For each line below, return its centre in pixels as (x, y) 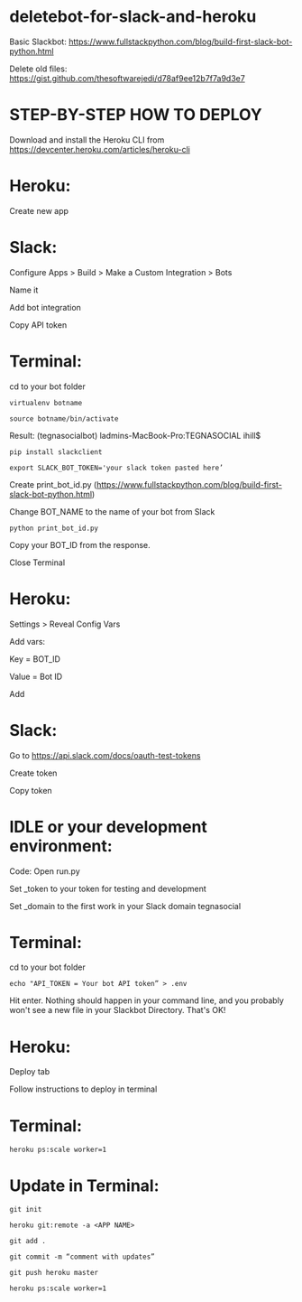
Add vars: (27, 641)
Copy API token (38, 325)
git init (26, 1210)
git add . (28, 1242)
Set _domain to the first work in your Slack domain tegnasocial (125, 906)
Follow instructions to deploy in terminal (83, 1089)
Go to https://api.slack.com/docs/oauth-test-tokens (105, 755)
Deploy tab (30, 1072)
